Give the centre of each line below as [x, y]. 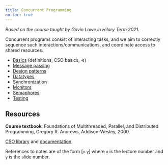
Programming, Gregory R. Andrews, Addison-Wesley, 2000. [68, 132]
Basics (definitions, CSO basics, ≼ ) [49, 60]
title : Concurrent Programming [38, 10]
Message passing [31, 65]
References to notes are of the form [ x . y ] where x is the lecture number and [84, 152]
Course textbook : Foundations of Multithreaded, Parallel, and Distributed [82, 126]
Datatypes [23, 76]
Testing [21, 98]
